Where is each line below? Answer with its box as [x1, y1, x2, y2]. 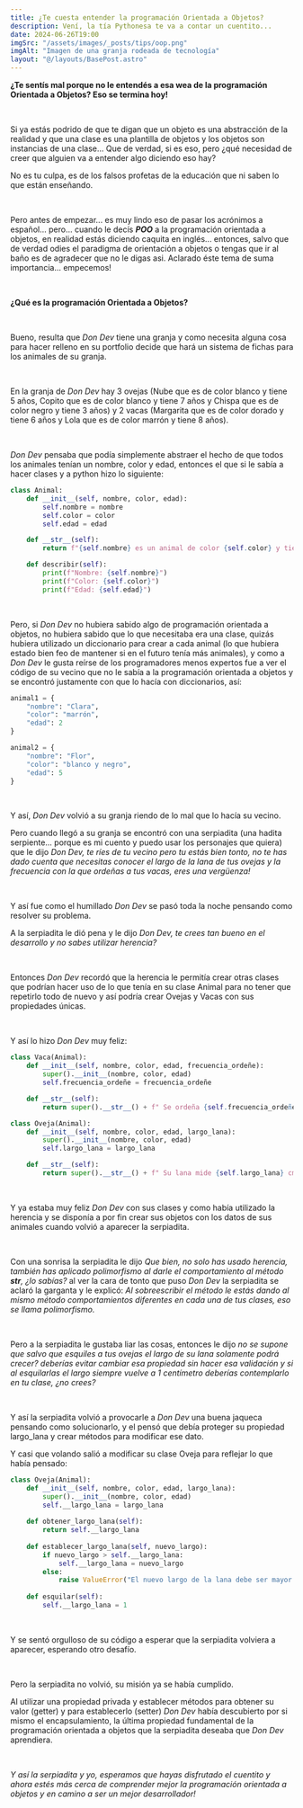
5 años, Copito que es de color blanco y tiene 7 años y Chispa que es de [10, 396, 280, 405]
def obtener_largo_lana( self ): [26, 1517, 144, 1527]
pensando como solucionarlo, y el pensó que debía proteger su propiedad [10, 1421, 285, 1432]
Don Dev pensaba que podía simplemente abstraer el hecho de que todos [10, 450, 284, 459]
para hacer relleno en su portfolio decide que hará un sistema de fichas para [10, 342, 294, 352]
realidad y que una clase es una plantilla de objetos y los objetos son [10, 134, 265, 144]
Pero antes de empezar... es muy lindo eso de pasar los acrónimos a [10, 215, 263, 225]
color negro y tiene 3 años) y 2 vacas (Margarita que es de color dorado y [10, 405, 284, 415]
